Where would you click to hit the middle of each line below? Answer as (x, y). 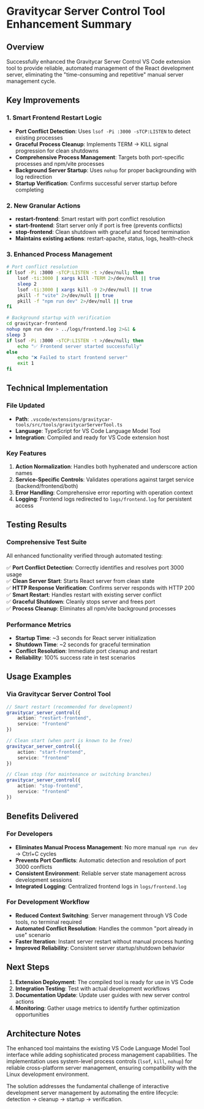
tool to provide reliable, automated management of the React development (100, 68)
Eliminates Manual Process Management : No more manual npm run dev (106, 847)
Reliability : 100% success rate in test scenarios (75, 657)
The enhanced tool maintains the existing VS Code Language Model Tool (98, 1048)
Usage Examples (39, 677)
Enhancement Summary (69, 24)
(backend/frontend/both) (47, 486)
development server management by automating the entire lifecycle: (93, 1093)
